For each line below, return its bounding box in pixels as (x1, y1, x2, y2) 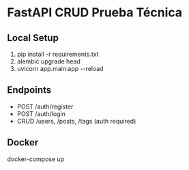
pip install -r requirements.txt (16, 50, 99, 58)
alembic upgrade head (16, 57, 81, 66)
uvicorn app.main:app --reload (16, 65, 104, 72)
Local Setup (7, 32, 59, 44)
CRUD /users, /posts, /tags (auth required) (16, 117, 136, 125)
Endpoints (7, 84, 52, 96)
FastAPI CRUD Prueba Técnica (7, 5, 183, 20)
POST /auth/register (16, 102, 74, 111)
